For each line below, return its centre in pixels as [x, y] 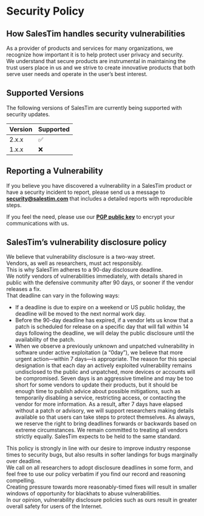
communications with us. [38, 223]
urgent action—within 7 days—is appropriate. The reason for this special [106, 359]
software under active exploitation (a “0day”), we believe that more [99, 353]
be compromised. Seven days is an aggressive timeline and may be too [104, 379]
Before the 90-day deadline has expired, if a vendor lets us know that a [104, 320]
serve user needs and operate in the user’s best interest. [77, 74]
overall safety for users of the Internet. [55, 506]
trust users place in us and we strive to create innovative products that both [101, 67]
